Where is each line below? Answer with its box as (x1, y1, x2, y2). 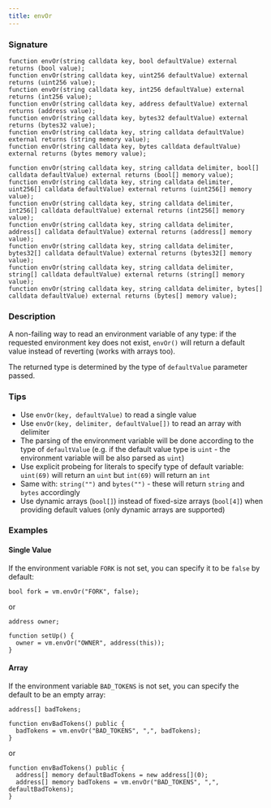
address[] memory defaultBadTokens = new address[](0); (15, 771, 209, 779)
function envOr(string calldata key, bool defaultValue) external (8, 57, 238, 65)
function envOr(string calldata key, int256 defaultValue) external (8, 85, 245, 93)
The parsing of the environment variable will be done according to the (19, 436, 254, 445)
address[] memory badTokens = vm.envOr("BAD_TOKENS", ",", (15, 778, 220, 786)
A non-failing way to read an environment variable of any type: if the (8, 329, 237, 339)
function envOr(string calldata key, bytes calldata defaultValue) (8, 142, 242, 150)
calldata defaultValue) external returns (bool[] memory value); (8, 171, 234, 179)
